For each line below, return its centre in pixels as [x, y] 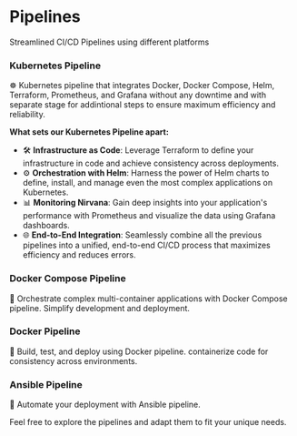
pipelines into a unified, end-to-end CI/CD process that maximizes [146, 245]
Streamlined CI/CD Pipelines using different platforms [109, 42]
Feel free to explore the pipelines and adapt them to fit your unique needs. [148, 422]
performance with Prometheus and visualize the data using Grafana [149, 216]
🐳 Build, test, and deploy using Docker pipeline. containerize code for [139, 351]
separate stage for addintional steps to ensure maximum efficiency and [143, 105]
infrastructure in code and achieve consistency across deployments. [151, 163]
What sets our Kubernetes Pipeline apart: [89, 132]
